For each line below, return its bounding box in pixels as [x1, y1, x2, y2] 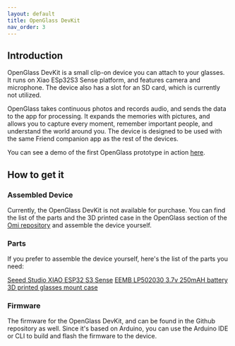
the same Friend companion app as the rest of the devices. [7, 135, 179, 143]
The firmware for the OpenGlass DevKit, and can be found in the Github [7, 317, 215, 326]
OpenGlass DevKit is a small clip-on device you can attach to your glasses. [7, 68, 225, 77]
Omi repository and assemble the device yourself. [7, 220, 152, 229]
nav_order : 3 [7, 23, 46, 30]
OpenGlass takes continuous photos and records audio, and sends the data [7, 105, 227, 113]
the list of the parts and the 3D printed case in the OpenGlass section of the [7, 213, 227, 222]
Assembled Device [7, 190, 73, 200]
